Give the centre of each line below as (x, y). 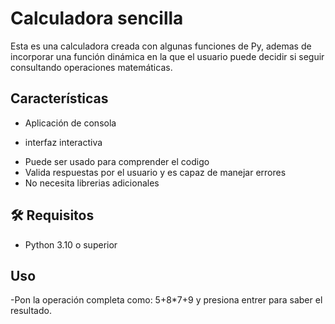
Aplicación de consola (70, 123)
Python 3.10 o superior (71, 244)
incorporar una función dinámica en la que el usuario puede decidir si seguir (167, 56)
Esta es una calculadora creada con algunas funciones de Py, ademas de (161, 46)
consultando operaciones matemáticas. (91, 67)
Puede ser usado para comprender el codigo (117, 161)
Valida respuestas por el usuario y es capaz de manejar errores (155, 172)
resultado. (31, 311)
